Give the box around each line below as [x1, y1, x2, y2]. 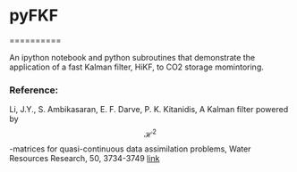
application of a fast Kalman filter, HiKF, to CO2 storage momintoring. [9, 61, 264, 72]
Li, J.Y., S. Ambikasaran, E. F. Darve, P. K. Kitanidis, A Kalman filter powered [9, 104, 289, 115]
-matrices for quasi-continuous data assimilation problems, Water [9, 143, 251, 154]
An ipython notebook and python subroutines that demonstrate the [9, 52, 256, 62]
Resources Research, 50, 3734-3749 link [9, 152, 160, 163]
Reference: [9, 84, 59, 96]
